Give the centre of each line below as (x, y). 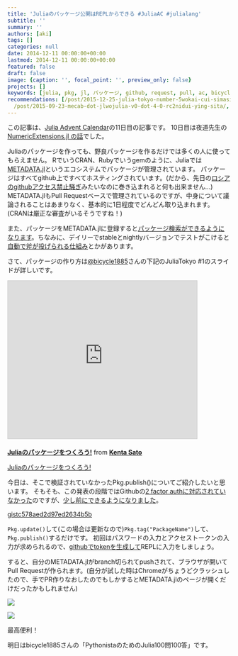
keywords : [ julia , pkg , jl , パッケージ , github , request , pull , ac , (108, 93)
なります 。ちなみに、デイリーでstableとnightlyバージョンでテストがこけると (119, 237)
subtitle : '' (27, 21)
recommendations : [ (36, 100)
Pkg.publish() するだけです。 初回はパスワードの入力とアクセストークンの (115, 538)
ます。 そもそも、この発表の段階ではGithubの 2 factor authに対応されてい (120, 491)
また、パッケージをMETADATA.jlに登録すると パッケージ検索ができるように (116, 228)
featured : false (31, 67)
